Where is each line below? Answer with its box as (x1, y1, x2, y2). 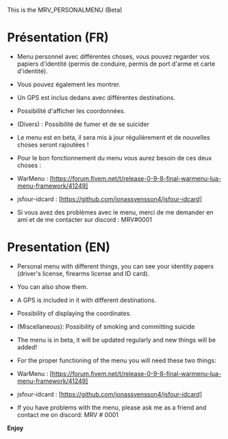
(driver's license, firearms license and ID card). (16, 269, 150, 277)
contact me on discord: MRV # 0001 (16, 410, 118, 418)
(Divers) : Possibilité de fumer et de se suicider (16, 120, 149, 128)
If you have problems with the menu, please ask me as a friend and (16, 403, 207, 412)
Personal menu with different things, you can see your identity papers (16, 262, 214, 270)
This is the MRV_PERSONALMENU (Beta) (7, 6, 123, 14)
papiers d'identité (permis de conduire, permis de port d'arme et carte (16, 60, 216, 68)
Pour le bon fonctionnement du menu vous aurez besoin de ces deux (16, 153, 212, 162)
